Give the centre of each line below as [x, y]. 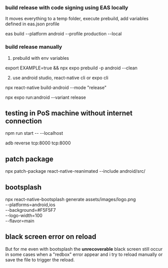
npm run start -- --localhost [34, 133]
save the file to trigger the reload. [40, 259]
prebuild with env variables [41, 58]
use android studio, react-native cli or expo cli [60, 78]
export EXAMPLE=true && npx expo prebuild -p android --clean [71, 68]
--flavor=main [20, 221]
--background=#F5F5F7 [31, 210]
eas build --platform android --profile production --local [64, 34]
